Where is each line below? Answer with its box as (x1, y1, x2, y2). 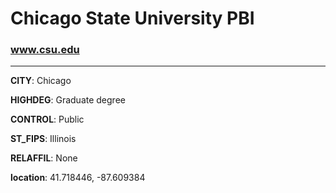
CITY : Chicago (10, 75, 72, 87)
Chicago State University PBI (10, 7, 255, 30)
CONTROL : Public (10, 113, 85, 126)
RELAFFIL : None (10, 152, 78, 164)
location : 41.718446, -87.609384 (10, 172, 146, 184)
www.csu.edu (10, 43, 80, 57)
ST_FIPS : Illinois (10, 133, 77, 145)
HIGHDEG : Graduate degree (10, 94, 126, 106)
